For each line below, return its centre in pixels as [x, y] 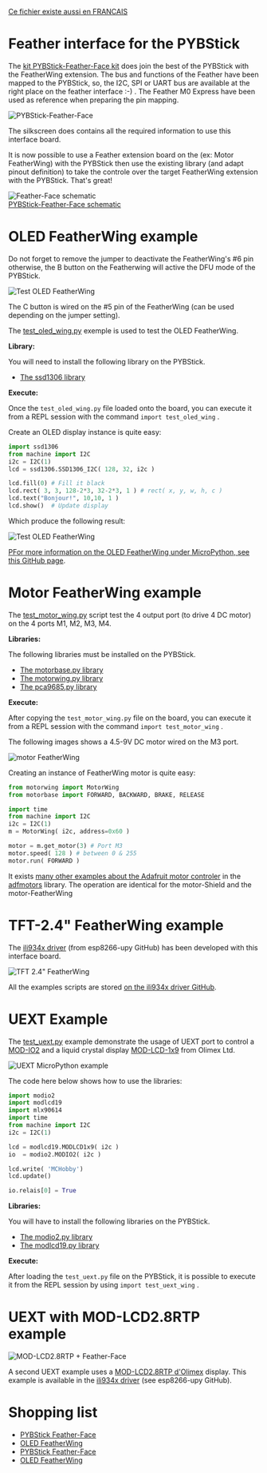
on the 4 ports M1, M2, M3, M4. [60, 623]
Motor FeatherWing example [105, 593]
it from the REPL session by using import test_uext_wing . [104, 1285]
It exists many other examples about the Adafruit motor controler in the [125, 876]
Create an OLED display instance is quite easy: [85, 432]
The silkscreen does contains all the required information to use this [120, 130]
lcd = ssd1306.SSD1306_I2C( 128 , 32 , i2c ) [82, 469]
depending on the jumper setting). [65, 315]
